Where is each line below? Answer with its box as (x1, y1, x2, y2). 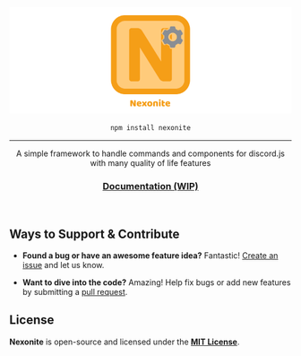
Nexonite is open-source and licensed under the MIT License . (9, 336, 240, 347)
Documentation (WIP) (102, 179, 199, 192)
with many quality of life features (90, 157, 211, 168)
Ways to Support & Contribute (9, 226, 180, 241)
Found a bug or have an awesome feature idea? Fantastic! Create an (21, 249, 279, 261)
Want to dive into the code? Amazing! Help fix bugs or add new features (21, 276, 291, 288)
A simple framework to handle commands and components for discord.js (16, 148, 285, 159)
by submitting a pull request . (21, 286, 128, 297)
